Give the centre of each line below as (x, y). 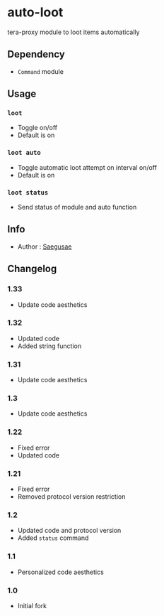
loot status (28, 192)
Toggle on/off (37, 128)
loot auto (24, 153)
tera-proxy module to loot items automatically (74, 32)
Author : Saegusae (45, 247)
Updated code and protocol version (69, 531)
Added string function (49, 346)
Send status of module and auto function (77, 207)
